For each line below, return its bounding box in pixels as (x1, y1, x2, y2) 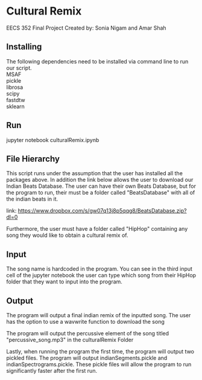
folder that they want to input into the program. (6, 278, 122, 285)
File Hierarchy (6, 153, 60, 164)
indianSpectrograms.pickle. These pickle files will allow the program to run (6, 361, 192, 368)
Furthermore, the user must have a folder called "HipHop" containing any (6, 225, 188, 233)
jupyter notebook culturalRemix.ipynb (6, 136, 99, 143)
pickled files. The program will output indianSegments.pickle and (6, 355, 168, 361)
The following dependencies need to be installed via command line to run (6, 57, 189, 65)
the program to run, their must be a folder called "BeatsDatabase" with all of (6, 189, 195, 196)
